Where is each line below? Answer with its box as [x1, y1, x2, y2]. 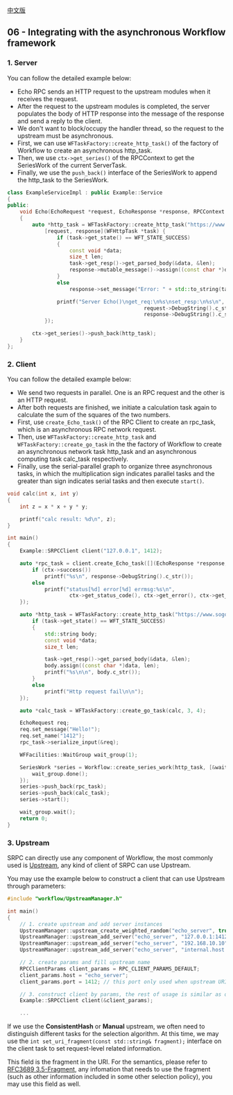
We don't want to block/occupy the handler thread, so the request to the [17, 124, 224, 132]
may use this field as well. [7, 1080, 81, 1088]
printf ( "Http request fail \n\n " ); [44, 688, 144, 695]
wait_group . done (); [32, 770, 89, 778]
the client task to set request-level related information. [7, 1044, 162, 1053]
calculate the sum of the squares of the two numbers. [17, 411, 171, 419]
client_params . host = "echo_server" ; [19, 972, 129, 979]
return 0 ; [19, 815, 49, 822]
